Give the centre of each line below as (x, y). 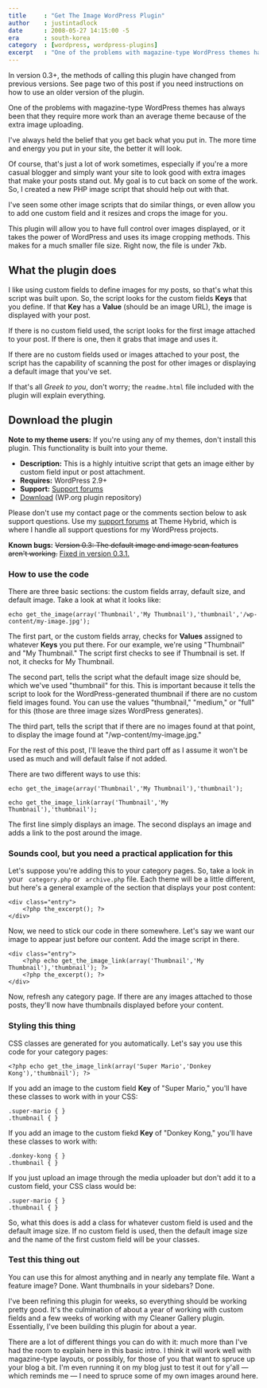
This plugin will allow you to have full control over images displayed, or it (127, 229)
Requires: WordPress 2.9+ (64, 480)
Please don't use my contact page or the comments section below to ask (128, 512)
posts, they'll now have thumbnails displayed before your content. (116, 1005)
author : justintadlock (53, 23)
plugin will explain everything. (57, 395)
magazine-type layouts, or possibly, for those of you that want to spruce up (132, 1359)
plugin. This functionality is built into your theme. (88, 448)
